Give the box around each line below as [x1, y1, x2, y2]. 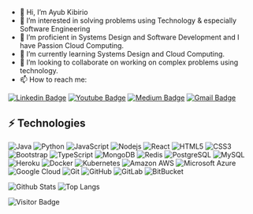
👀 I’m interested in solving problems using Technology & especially [19, 16, 237, 25]
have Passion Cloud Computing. [19, 41, 125, 50]
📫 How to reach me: [19, 75, 87, 84]
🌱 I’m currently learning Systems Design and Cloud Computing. [19, 50, 225, 58]
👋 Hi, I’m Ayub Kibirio [19, 8, 88, 17]
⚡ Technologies [8, 116, 86, 130]
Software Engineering [19, 24, 91, 33]
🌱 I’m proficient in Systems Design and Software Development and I [19, 32, 240, 42]
